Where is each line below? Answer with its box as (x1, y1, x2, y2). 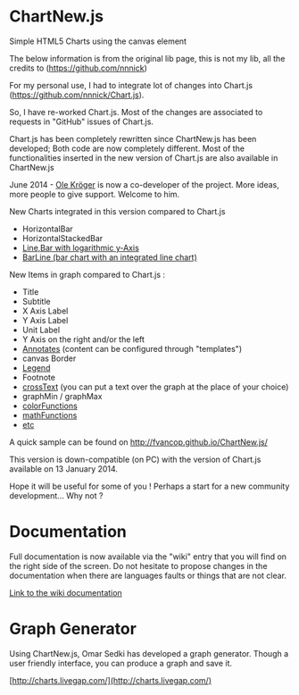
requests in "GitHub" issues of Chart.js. (9, 116, 154, 127)
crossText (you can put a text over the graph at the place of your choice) (21, 381, 289, 392)
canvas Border (21, 353, 77, 364)
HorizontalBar (21, 223, 73, 234)
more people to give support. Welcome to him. (9, 188, 180, 199)
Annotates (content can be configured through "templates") (21, 343, 243, 354)
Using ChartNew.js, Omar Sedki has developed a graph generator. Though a (9, 648, 289, 658)
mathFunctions (21, 409, 78, 421)
